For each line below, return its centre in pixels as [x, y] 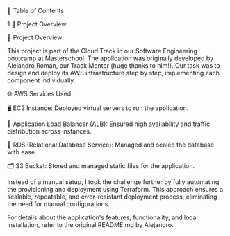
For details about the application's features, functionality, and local [102, 217]
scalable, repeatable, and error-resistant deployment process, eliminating [112, 197]
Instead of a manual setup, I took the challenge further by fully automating [113, 182]
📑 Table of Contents [36, 11]
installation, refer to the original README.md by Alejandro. [90, 225]
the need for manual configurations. [58, 204]
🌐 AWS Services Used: [40, 94]
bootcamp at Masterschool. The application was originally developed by [110, 58]
